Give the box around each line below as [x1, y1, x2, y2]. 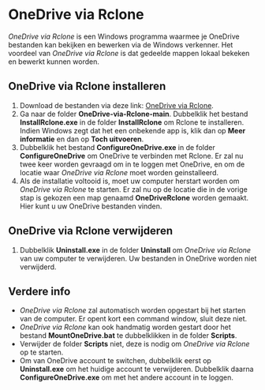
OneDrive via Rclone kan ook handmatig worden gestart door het [19, 322, 231, 332]
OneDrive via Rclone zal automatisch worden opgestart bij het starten [19, 306, 246, 315]
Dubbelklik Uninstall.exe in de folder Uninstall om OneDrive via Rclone [19, 245, 251, 254]
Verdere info [8, 284, 71, 298]
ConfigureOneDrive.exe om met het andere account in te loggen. [19, 373, 234, 382]
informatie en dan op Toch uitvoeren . [19, 134, 144, 144]
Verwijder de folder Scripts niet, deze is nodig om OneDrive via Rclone [19, 339, 250, 349]
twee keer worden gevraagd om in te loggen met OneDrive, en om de [19, 159, 245, 169]
